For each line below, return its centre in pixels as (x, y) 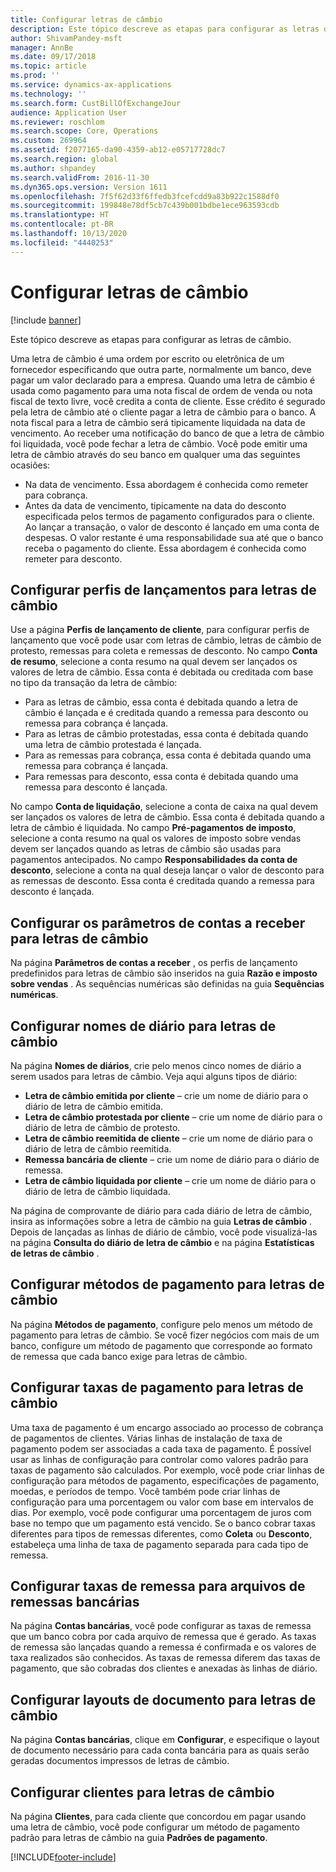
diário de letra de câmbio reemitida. (98, 1149)
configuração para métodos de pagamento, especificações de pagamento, (165, 1480)
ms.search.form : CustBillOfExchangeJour (96, 103)
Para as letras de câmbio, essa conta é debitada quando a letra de (161, 702)
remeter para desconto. (73, 558)
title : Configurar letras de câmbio (86, 19)
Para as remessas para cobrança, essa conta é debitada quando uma (168, 755)
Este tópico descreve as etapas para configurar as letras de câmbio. (151, 339)
